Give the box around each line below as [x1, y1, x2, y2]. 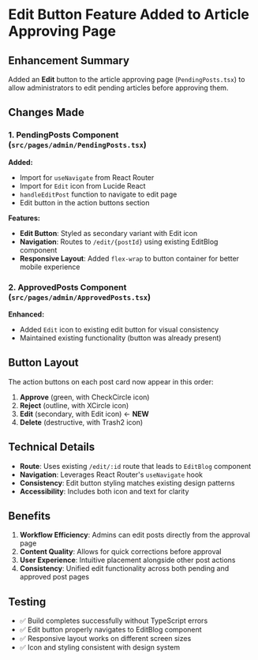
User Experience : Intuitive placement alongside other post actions [19, 555, 236, 565]
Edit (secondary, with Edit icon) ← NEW [19, 409, 150, 418]
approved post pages [19, 572, 89, 582]
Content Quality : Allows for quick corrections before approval [19, 547, 222, 557]
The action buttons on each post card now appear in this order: [8, 377, 214, 386]
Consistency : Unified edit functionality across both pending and [19, 564, 230, 573]
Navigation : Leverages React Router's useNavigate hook [19, 470, 204, 479]
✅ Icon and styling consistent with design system [19, 643, 181, 652]
